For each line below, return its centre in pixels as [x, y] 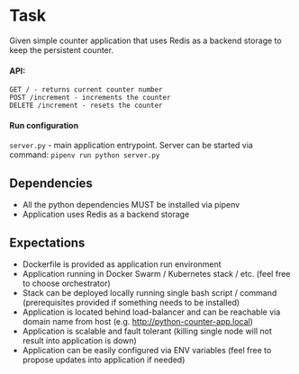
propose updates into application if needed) [104, 360]
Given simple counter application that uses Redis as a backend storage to [145, 40]
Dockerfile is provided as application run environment [122, 264]
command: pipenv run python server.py [85, 155]
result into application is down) [79, 340]
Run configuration [44, 125]
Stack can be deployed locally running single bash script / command [149, 292]
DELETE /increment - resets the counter [86, 106]
